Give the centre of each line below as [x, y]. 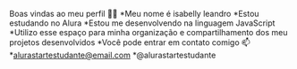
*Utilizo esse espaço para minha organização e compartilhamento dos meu [148, 32]
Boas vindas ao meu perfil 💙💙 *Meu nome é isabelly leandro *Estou [134, 14]
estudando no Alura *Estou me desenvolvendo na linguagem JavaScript [142, 23]
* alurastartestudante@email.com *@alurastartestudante [113, 55]
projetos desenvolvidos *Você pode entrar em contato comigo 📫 [130, 42]
